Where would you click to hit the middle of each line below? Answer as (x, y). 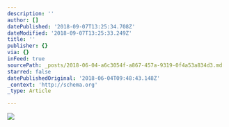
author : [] (23, 20)
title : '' (22, 40)
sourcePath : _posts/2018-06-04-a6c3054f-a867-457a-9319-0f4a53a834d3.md (115, 65)
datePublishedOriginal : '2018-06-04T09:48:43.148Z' (84, 78)
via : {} (18, 53)
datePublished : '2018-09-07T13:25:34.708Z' (71, 26)
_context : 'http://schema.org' (53, 85)
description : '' (31, 14)
